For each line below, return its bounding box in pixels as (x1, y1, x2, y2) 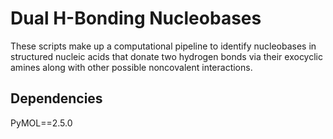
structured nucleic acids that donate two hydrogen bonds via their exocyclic (10, 50, 323, 62)
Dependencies (10, 90, 103, 107)
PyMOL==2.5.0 (10, 117, 73, 129)
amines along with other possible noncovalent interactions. (10, 61, 253, 73)
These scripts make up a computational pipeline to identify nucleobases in (10, 40, 317, 52)
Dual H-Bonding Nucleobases (10, 7, 262, 30)
